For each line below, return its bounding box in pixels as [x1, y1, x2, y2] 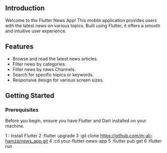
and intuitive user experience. [5, 27, 67, 34]
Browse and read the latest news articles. [12, 55, 98, 61]
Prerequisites [5, 106, 39, 113]
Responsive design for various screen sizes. [12, 77, 104, 83]
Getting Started [5, 91, 55, 100]
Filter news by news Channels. [12, 66, 76, 72]
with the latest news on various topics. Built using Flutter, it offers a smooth [5, 22, 160, 28]
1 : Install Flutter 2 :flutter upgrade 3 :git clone [5, 132, 99, 139]
